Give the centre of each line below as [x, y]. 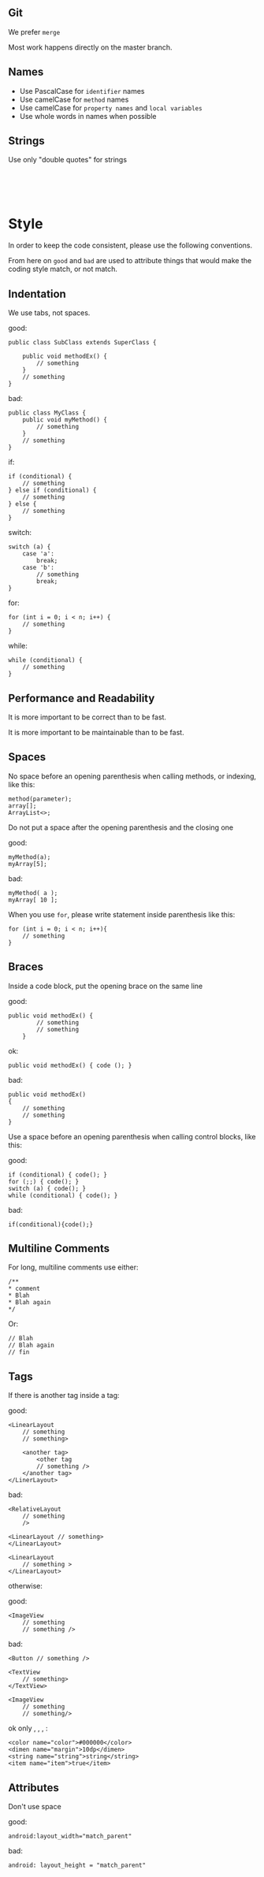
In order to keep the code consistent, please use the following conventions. [130, 245]
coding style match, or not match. [63, 269]
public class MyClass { [47, 413]
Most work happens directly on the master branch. [90, 47]
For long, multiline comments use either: [73, 1267]
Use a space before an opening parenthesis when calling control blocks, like [132, 1136]
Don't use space [35, 1807]
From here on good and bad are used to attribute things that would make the [130, 261]
